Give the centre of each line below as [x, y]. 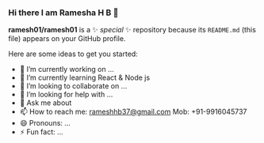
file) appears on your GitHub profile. [67, 39]
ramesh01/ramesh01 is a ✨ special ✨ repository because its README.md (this [132, 30]
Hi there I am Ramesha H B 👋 [63, 13]
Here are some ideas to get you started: [73, 54]
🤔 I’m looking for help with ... [66, 95]
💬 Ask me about [46, 103]
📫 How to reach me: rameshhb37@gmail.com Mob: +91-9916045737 [133, 112]
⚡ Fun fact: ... [41, 132]
